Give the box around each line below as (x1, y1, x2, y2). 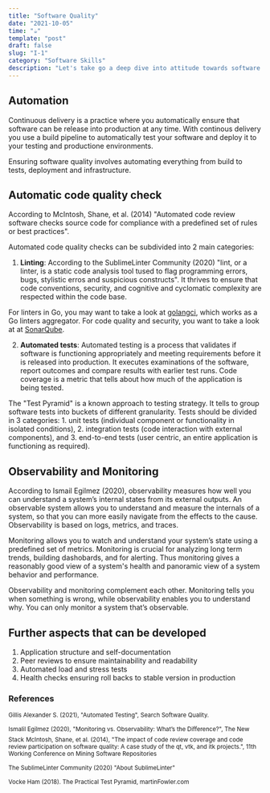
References (8, 692, 55, 704)
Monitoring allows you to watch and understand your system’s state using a (8, 536, 259, 545)
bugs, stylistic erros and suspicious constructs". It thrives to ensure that (19, 275, 259, 285)
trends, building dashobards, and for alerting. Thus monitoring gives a (8, 553, 239, 563)
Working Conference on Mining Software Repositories (8, 750, 157, 758)
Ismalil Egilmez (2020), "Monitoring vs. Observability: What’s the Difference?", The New (8, 725, 250, 733)
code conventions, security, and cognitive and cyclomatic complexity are (19, 283, 262, 294)
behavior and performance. (8, 570, 99, 580)
